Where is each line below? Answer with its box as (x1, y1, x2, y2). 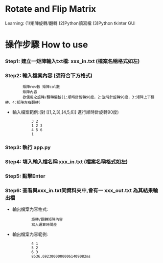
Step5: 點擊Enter (5, 173, 46, 179)
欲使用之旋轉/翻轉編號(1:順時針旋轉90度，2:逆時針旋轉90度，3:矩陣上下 (23, 95, 151, 100)
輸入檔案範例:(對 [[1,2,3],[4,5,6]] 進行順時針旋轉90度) (12, 109, 119, 115)
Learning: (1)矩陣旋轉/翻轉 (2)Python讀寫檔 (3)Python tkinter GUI (5, 20, 136, 26)
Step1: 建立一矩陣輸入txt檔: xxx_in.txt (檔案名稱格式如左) (5, 58, 140, 65)
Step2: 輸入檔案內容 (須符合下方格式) (5, 72, 93, 79)
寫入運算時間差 (31, 222, 57, 227)
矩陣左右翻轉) (17, 100, 41, 105)
